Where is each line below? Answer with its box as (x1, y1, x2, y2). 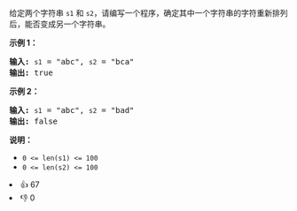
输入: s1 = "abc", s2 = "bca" (9, 57, 135, 66)
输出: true (9, 68, 53, 78)
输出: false (9, 117, 59, 126)
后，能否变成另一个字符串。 (9, 19, 111, 29)
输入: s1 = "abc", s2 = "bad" (9, 105, 135, 115)
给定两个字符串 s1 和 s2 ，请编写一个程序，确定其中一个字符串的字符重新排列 (9, 8, 288, 18)
